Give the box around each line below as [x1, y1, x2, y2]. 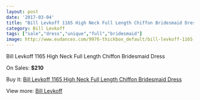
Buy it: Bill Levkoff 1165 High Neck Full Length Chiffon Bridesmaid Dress [6, 76, 182, 83]
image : [6, 36, 23, 42]
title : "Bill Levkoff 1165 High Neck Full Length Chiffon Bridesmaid [6, 20, 183, 26]
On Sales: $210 [6, 64, 44, 71]
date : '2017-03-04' [6, 14, 55, 20]
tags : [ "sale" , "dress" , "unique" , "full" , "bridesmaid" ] [6, 31, 143, 37]
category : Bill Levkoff [6, 25, 65, 32]
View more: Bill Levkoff [6, 87, 62, 94]
